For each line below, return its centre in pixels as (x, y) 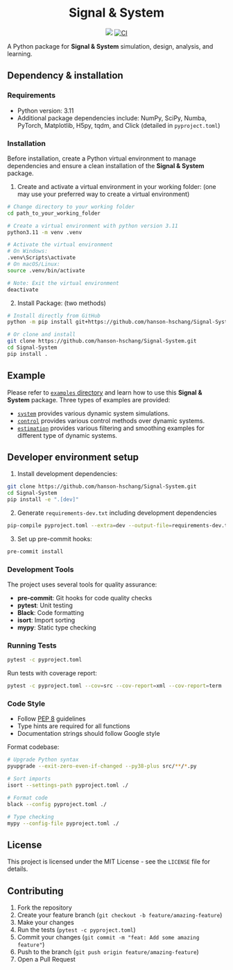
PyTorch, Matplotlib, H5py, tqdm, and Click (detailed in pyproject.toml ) (119, 125)
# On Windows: (28, 252)
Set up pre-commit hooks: (54, 539)
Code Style (26, 704)
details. (18, 869)
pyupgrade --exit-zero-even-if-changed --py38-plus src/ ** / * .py (102, 766)
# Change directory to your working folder (71, 206)
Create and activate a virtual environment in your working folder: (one (116, 186)
